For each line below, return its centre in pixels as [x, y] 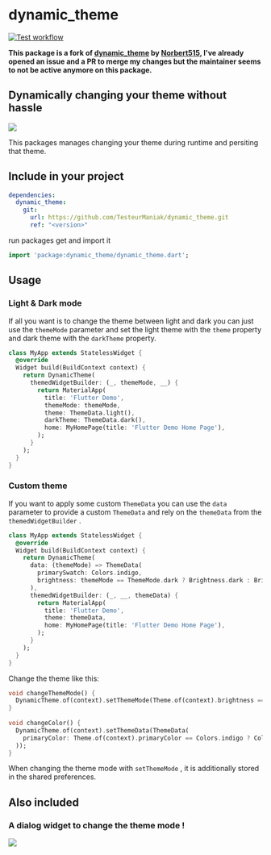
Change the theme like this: [54, 678]
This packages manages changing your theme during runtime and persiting [133, 142]
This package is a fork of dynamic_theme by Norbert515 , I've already [126, 52]
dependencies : [32, 195]
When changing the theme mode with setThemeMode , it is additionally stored [134, 769]
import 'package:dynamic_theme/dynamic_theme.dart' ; [99, 255]
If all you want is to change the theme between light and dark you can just [131, 321]
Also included [44, 802]
